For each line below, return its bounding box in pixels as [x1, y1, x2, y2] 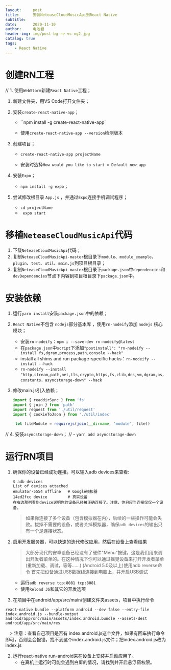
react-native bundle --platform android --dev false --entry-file [5, 607, 150, 612]
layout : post [5, 7, 42, 13]
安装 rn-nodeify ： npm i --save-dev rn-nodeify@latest [20, 338, 135, 344]
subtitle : [5, 17, 27, 22]
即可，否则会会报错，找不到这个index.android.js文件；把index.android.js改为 [5, 636, 166, 642]
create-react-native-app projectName [20, 152, 101, 157]
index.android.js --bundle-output [5, 611, 79, 617]
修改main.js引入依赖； [12, 387, 60, 394]
